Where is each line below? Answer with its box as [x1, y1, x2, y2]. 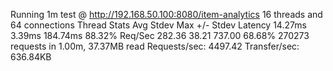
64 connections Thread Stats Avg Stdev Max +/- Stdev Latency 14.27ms [10, 19, 307, 31]
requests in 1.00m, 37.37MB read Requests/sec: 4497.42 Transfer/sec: [10, 40, 300, 52]
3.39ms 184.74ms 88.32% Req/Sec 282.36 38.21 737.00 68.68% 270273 [10, 30, 310, 41]
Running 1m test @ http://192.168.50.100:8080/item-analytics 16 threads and [10, 9, 323, 20]
